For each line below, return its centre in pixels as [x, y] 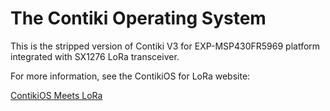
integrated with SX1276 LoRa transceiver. [95, 56]
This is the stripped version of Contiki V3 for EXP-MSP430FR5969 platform [165, 46]
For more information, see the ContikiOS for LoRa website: [130, 76]
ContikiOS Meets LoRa [56, 95]
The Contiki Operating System [138, 18]
